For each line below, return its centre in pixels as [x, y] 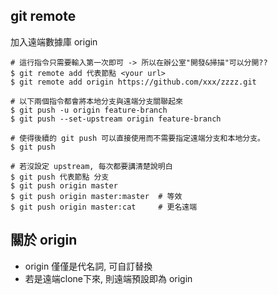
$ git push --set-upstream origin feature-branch [116, 119]
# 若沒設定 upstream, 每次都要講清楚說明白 [91, 166]
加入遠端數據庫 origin [54, 41]
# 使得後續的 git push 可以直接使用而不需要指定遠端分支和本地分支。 [137, 138]
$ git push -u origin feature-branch [89, 110]
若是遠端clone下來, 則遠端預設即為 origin [108, 278]
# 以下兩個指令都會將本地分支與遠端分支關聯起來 [96, 101]
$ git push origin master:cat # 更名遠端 [104, 207]
